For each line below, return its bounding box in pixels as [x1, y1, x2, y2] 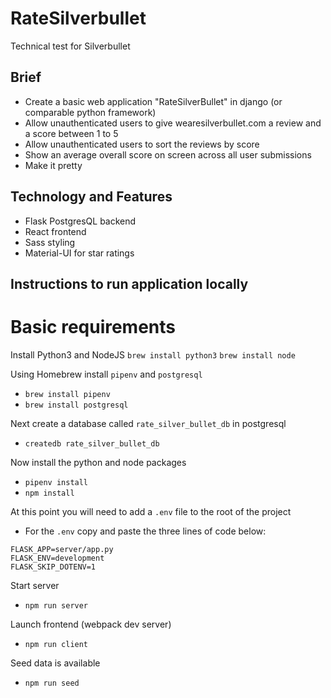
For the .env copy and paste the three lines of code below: [24, 525, 267, 537]
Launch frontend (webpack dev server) [10, 618, 172, 630]
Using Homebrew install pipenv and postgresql [10, 368, 203, 380]
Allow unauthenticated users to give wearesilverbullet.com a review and [24, 117, 322, 129]
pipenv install [24, 477, 89, 487]
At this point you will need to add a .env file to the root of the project [10, 505, 292, 517]
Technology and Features [10, 188, 173, 206]
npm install [24, 488, 75, 498]
